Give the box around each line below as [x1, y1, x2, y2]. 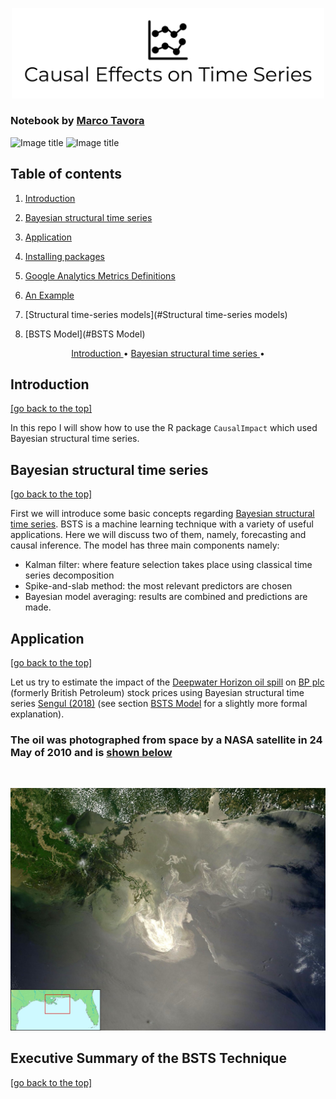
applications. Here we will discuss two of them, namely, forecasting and [10, 529, 307, 541]
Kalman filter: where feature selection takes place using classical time [24, 559, 313, 571]
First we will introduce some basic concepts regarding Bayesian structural [10, 508, 315, 520]
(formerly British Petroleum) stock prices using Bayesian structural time [10, 687, 305, 699]
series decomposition [24, 569, 115, 582]
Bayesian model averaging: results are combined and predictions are [24, 591, 308, 603]
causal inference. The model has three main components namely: [10, 539, 280, 552]
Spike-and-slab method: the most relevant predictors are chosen [24, 580, 293, 592]
